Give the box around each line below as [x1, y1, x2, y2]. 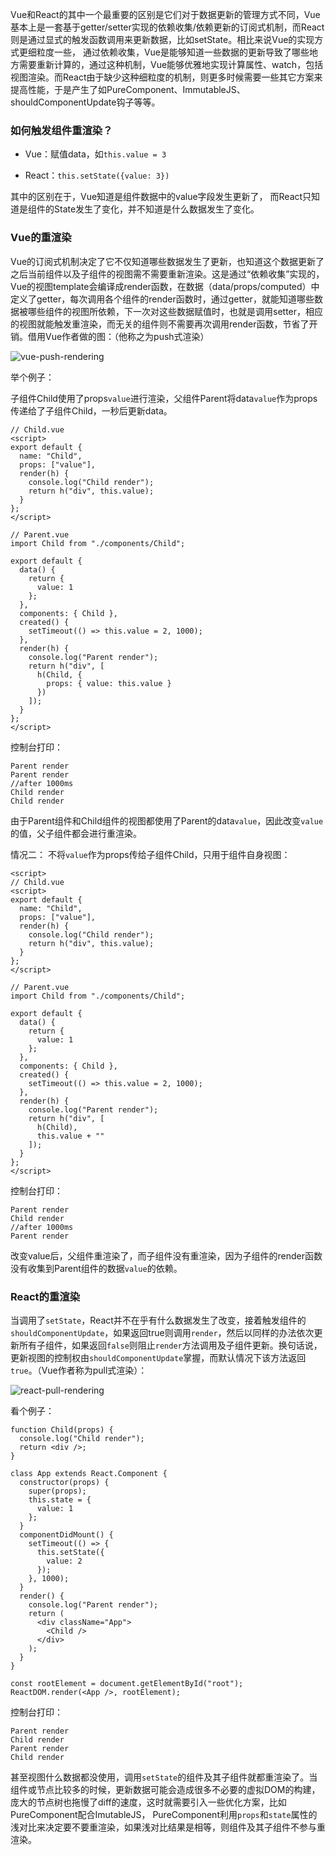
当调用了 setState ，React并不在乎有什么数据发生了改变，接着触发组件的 [10, 1314, 307, 1326]
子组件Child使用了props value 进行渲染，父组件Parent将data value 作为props [10, 392, 318, 404]
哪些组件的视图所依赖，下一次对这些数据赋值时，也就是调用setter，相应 [27, 305, 324, 317]
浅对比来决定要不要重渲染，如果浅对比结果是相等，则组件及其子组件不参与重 [10, 1821, 326, 1833]
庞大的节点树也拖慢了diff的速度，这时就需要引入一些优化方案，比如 [10, 1796, 287, 1808]
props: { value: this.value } [46, 678, 172, 688]
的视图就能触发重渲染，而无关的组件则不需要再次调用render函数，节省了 [10, 318, 310, 330]
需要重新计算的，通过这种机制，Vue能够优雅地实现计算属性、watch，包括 [18, 59, 324, 70]
